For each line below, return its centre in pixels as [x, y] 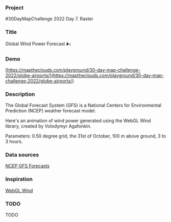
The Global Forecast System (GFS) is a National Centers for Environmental [83, 105]
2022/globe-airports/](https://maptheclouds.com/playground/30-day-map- [85, 75]
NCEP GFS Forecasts [28, 166]
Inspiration [19, 179]
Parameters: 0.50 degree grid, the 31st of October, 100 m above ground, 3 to [86, 136]
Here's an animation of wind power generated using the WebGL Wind [78, 121]
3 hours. [14, 142]
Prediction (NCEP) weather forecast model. [51, 111]
